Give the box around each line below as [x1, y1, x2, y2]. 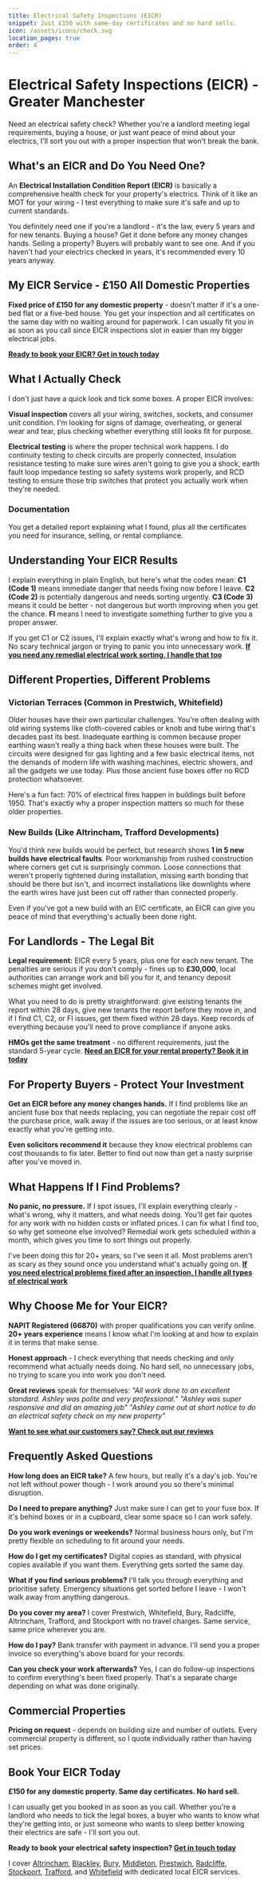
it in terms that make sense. [8, 1337, 100, 1347]
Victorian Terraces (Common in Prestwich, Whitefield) [8, 697, 223, 708]
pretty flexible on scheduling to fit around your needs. [8, 1536, 185, 1545]
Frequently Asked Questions [8, 1449, 154, 1463]
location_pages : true [8, 34, 81, 42]
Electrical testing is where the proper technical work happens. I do [8, 441, 229, 451]
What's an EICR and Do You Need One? [8, 159, 206, 173]
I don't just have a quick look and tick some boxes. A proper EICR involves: [8, 393, 254, 403]
